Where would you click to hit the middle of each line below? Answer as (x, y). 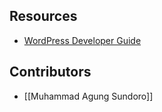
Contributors (50, 72)
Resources (43, 16)
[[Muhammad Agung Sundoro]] (88, 96)
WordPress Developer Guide (82, 40)
